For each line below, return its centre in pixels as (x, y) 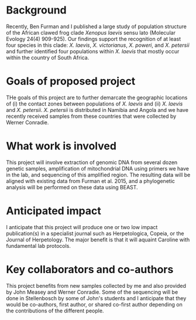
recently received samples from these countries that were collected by (91, 116)
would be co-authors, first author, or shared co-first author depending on (94, 304)
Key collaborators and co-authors (90, 269)
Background (36, 10)
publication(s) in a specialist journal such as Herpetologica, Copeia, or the (95, 233)
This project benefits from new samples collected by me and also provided (96, 285)
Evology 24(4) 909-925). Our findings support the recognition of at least (94, 39)
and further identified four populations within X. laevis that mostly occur (93, 51)
